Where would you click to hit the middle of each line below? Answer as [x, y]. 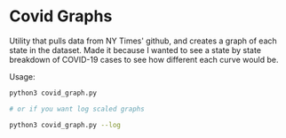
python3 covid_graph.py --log [65, 125]
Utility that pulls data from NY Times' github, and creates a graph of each [143, 41]
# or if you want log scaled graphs [77, 109]
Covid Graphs [61, 16]
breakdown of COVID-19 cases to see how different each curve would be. [144, 59]
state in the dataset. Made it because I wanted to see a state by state [135, 50]
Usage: [22, 76]
